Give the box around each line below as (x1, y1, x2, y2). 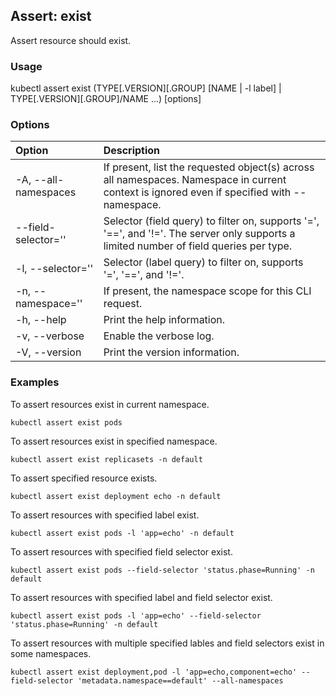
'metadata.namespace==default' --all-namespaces (77, 675, 284, 686)
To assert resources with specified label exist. (10, 509, 200, 521)
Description (103, 144, 161, 158)
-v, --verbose (15, 329, 85, 343)
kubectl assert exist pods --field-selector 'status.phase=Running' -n (10, 565, 315, 575)
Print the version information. (103, 345, 240, 359)
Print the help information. (103, 313, 226, 327)
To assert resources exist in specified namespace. (10, 435, 218, 447)
